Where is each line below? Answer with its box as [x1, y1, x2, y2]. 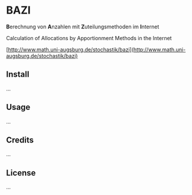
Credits [6, 135, 34, 145]
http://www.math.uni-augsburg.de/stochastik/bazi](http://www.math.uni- [8, 45, 186, 53]
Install [6, 69, 30, 80]
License [6, 168, 36, 178]
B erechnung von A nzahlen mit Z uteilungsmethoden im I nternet [6, 23, 160, 30]
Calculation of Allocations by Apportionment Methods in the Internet [6, 34, 173, 41]
